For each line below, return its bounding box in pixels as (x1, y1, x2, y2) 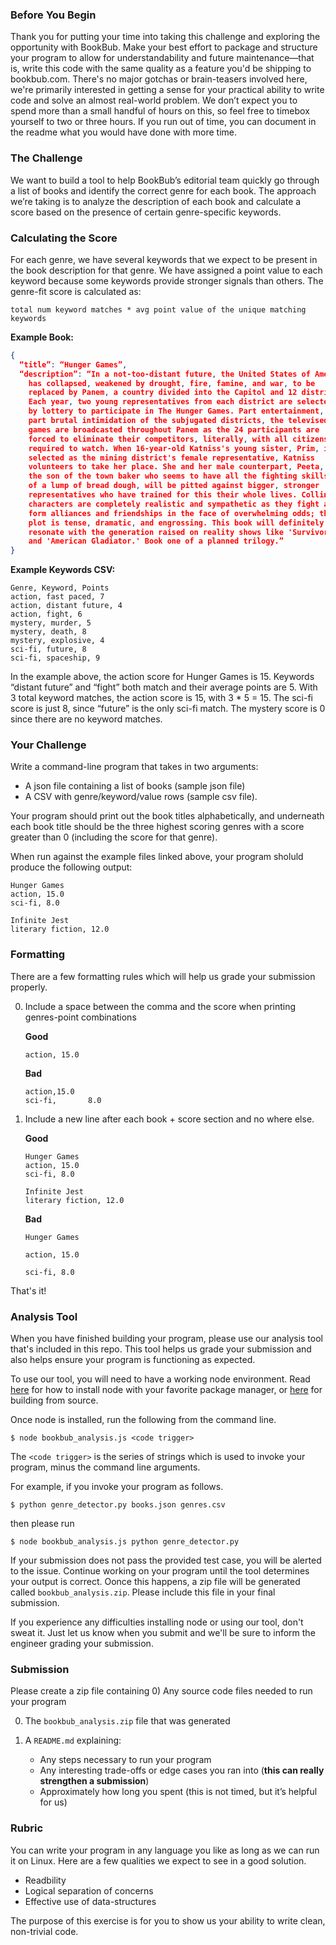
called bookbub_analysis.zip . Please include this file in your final (10, 1586, 276, 1598)
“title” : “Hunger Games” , (19, 359, 128, 370)
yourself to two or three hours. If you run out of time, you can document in (10, 116, 317, 128)
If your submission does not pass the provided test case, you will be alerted (10, 1554, 322, 1567)
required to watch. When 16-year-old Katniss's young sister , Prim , (28, 443, 320, 453)
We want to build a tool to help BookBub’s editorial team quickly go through (10, 174, 320, 186)
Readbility (24, 1874, 67, 1886)
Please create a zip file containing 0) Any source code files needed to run (10, 1685, 313, 1697)
